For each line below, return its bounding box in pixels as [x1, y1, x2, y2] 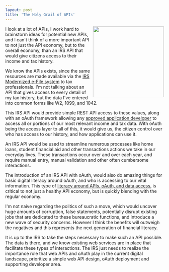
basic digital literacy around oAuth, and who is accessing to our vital [5, 177, 147, 183]
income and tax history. [5, 58, 54, 64]
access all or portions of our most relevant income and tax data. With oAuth [5, 120, 162, 126]
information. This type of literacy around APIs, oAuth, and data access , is [5, 182, 156, 189]
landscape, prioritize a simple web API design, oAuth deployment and [5, 255, 149, 262]
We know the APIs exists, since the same [5, 67, 91, 74]
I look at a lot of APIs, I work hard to [5, 26, 79, 32]
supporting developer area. [5, 261, 62, 267]
